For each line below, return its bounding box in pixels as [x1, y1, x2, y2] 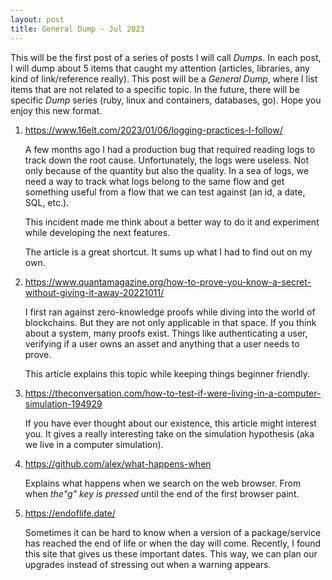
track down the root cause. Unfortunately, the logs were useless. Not [24, 154, 310, 166]
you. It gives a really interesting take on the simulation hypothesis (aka [24, 427, 315, 440]
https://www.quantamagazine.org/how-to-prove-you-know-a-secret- [24, 276, 312, 288]
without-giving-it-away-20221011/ [24, 286, 165, 298]
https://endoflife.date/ [24, 507, 116, 519]
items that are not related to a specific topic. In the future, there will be [10, 83, 300, 95]
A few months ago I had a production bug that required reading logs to [24, 143, 316, 155]
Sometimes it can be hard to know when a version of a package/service [24, 526, 322, 538]
